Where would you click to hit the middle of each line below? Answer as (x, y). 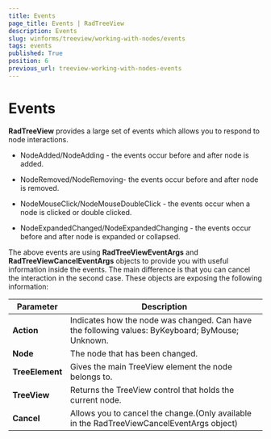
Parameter (37, 306)
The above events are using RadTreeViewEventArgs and (104, 252)
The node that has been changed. (134, 353)
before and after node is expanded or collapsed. (100, 236)
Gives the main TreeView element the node (151, 366)
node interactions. (38, 139)
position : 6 (28, 61)
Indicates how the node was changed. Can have (161, 320)
